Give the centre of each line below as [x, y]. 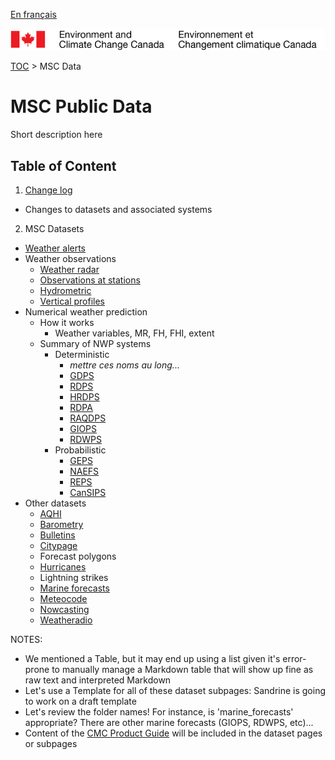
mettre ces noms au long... [124, 365]
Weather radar [69, 270]
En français [33, 14]
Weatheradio [66, 620]
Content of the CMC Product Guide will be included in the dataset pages [173, 733]
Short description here [56, 135]
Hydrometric [65, 291]
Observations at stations [90, 280]
